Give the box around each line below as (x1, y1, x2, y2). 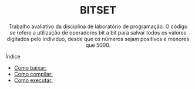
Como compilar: (14, 70, 53, 77)
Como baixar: (14, 64, 47, 71)
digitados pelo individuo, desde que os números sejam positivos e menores (6, 35, 190, 42)
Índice (5, 53, 21, 60)
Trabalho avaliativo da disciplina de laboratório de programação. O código (8, 23, 188, 30)
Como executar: (14, 77, 53, 84)
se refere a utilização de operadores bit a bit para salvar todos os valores (9, 29, 187, 36)
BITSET (79, 4, 117, 17)
